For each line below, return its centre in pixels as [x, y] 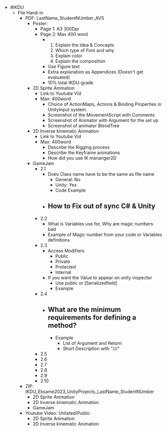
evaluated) [59, 77]
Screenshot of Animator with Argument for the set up [103, 120]
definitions [59, 240]
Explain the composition [80, 61]
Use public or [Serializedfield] [86, 283]
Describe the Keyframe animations [84, 152]
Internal [64, 272]
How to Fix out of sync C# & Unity [102, 206]
